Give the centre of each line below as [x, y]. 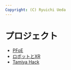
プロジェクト [32, 36]
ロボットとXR [26, 56]
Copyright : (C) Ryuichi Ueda [35, 10]
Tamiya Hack [26, 62]
